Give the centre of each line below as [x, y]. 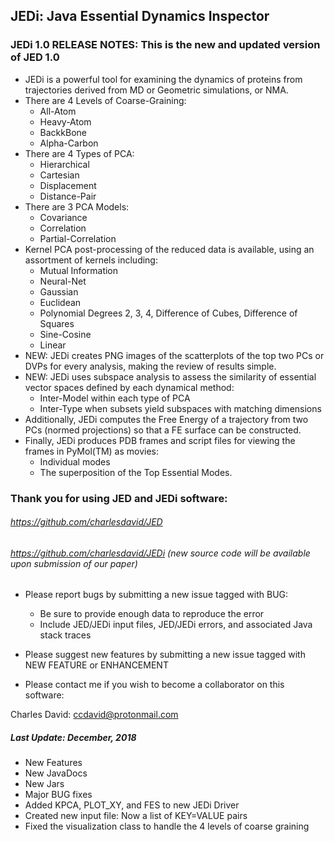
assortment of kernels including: [91, 260]
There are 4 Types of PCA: [79, 153]
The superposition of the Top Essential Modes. [136, 472]
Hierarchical [64, 164]
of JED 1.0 [35, 57]
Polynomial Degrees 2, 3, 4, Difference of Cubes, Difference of [168, 313]
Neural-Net [63, 281]
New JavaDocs [56, 773]
